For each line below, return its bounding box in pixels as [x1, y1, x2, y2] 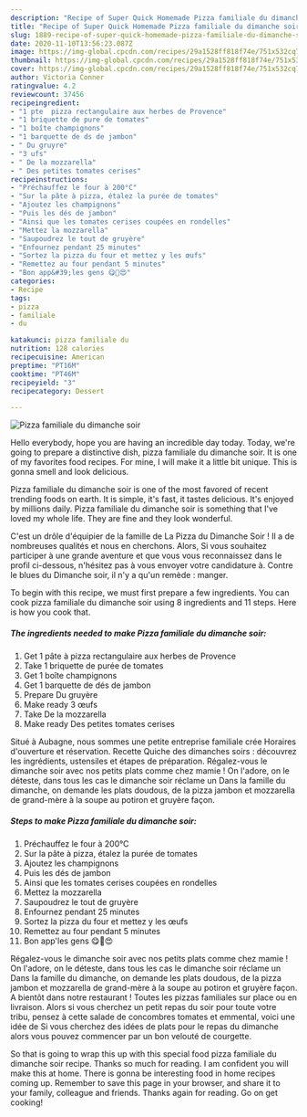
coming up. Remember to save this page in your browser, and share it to [10, 1078, 281, 1089]
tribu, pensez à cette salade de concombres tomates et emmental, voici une [10, 1011, 295, 1023]
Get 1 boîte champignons [23, 670, 118, 681]
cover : [10, 65, 36, 74]
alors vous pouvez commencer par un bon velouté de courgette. [10, 1031, 252, 1042]
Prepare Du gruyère [23, 690, 98, 701]
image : [10, 47, 36, 57]
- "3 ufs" [10, 149, 48, 158]
